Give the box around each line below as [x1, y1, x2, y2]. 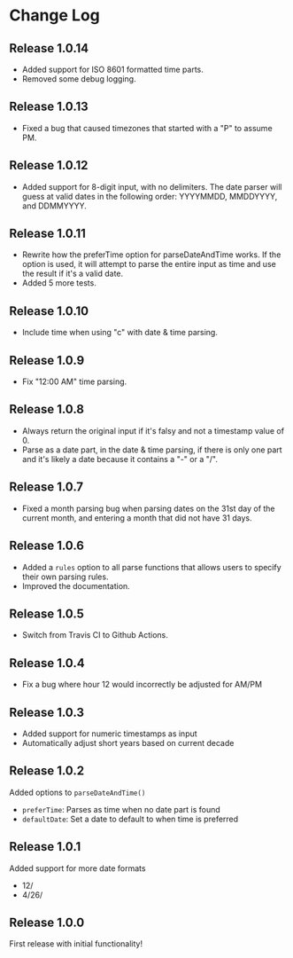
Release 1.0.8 [9, 402, 84, 417]
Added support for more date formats [9, 862, 146, 874]
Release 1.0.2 [9, 764, 85, 779]
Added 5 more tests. [21, 278, 97, 288]
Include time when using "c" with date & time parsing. [21, 327, 219, 338]
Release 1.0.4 [9, 656, 86, 671]
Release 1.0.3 [9, 704, 84, 719]
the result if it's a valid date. [21, 268, 124, 279]
